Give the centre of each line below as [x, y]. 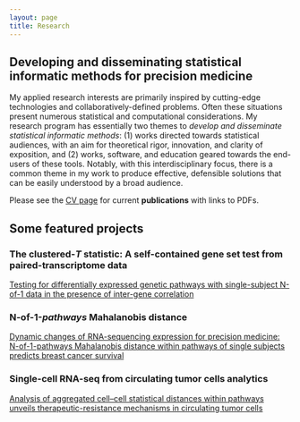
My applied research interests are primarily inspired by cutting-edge [135, 97]
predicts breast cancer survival [67, 356]
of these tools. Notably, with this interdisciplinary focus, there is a [152, 164]
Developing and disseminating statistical [125, 62]
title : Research [39, 26]
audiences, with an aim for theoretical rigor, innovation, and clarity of [136, 145]
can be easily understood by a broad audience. [96, 183]
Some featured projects [77, 228]
